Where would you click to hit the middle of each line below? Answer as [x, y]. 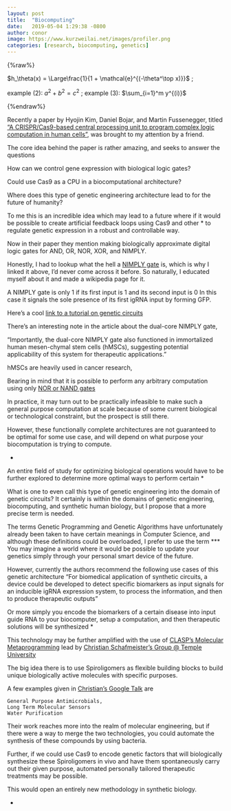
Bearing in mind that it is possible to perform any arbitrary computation [108, 381]
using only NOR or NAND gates [51, 388]
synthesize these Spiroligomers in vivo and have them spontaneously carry [113, 761]
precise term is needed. [41, 513]
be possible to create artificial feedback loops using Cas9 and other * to [109, 223]
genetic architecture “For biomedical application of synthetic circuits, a [107, 576]
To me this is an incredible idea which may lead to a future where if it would [114, 215]
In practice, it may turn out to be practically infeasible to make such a [105, 401]
